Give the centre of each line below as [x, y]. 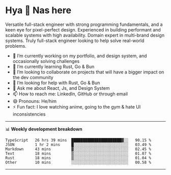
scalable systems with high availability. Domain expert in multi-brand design [85, 35]
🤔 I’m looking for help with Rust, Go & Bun [56, 83]
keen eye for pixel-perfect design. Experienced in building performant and [83, 29]
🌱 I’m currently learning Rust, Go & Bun [53, 66]
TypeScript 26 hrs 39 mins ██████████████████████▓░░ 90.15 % [78, 140]
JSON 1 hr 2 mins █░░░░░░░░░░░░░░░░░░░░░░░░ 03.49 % [78, 145]
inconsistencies [29, 114]
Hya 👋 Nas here [38, 10]
